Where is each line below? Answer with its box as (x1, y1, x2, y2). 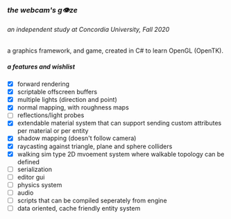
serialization (17, 165, 53, 173)
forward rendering (17, 80, 70, 88)
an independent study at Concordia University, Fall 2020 (7, 25, 170, 33)
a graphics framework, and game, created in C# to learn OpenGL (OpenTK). (7, 46, 224, 55)
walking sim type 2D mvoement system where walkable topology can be (17, 150, 225, 158)
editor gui (17, 173, 45, 181)
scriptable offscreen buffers (17, 88, 98, 96)
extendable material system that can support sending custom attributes (17, 119, 222, 128)
